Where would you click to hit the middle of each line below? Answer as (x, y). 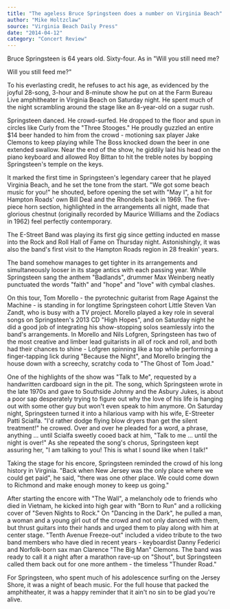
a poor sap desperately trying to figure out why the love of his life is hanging (115, 399)
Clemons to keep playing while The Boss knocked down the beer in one (108, 142)
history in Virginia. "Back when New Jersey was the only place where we (110, 471)
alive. (15, 599)
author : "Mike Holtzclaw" (44, 20)
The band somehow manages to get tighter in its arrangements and (102, 263)
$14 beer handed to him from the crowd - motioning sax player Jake (103, 135)
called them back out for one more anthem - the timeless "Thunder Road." (112, 564)
